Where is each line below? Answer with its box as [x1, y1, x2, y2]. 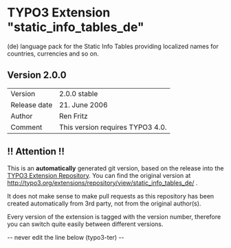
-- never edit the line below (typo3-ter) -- [7, 233, 125, 241]
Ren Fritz [59, 111, 88, 121]
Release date [10, 100, 53, 109]
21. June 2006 [59, 100, 108, 109]
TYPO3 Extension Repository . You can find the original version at [7, 171, 191, 179]
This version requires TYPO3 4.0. [59, 122, 167, 132]
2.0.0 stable [59, 89, 98, 98]
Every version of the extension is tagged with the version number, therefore [7, 212, 221, 221]
